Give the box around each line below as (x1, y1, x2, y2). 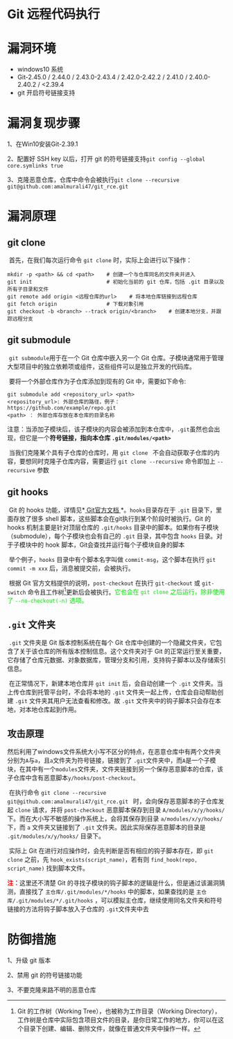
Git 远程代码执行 (7, 6, 101, 22)
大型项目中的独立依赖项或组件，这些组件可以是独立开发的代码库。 (7, 362, 196, 371)
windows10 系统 (17, 65, 64, 74)
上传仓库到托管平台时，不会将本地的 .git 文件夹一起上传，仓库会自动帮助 (7, 688, 218, 696)
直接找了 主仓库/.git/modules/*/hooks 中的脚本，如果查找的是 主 (19, 887, 202, 896)
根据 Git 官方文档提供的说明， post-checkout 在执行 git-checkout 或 (8, 579, 201, 587)
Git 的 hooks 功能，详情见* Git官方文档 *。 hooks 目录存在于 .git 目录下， (8, 506, 216, 514)
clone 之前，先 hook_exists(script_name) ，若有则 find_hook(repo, (7, 855, 198, 863)
